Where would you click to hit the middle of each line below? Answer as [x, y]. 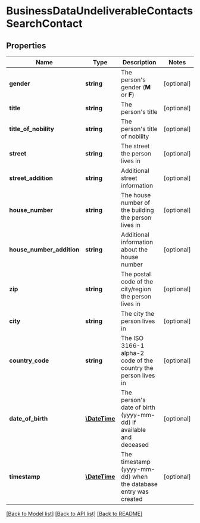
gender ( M [136, 87]
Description [139, 62]
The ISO [132, 338]
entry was [135, 491]
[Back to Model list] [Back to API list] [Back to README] [74, 514]
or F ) [128, 95]
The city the [138, 314]
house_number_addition [44, 250]
